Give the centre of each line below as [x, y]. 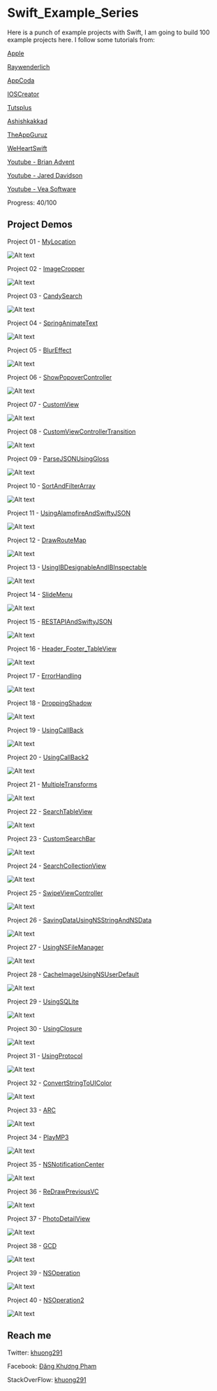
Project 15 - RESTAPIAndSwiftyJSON [60, 621]
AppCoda [21, 80]
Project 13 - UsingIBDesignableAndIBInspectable [77, 567]
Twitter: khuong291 [35, 1352]
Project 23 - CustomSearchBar [51, 838]
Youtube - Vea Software [42, 189]
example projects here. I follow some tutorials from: [81, 39]
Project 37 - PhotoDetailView [49, 1218]
